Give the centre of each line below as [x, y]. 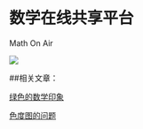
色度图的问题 [32, 115]
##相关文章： [34, 78]
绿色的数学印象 [36, 96]
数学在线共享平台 [72, 18]
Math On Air [31, 43]
